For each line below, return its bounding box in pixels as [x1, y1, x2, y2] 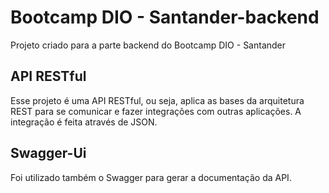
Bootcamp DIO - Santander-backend [10, 6, 320, 29]
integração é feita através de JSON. [10, 116, 158, 128]
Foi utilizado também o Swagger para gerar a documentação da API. [10, 171, 292, 183]
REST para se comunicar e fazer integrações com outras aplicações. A [10, 105, 302, 117]
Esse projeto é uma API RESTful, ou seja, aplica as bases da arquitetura [10, 94, 305, 106]
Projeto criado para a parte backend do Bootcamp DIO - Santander [10, 39, 287, 51]
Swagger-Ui [10, 145, 87, 162]
